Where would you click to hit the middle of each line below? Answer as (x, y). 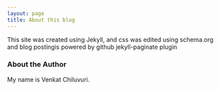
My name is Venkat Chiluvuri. (48, 79)
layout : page (26, 13)
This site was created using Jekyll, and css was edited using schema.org (110, 39)
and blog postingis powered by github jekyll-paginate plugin (92, 47)
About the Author (37, 65)
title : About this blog (41, 20)
